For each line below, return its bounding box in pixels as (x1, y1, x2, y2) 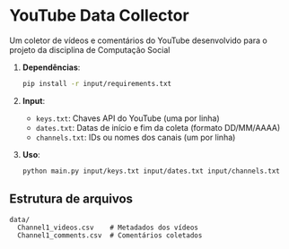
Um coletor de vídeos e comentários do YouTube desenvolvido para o (9, 35, 267, 46)
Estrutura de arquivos (9, 192, 133, 207)
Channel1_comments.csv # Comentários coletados (17, 230, 203, 240)
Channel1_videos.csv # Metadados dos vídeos (17, 223, 199, 232)
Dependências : (22, 62, 81, 73)
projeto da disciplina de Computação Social (9, 44, 171, 55)
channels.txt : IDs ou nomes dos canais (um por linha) (35, 132, 236, 142)
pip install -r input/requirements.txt (22, 79, 172, 88)
